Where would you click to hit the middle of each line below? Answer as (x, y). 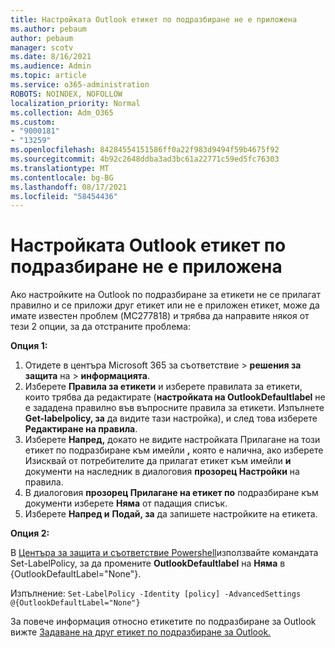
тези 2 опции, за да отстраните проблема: (100, 327)
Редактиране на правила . (81, 429)
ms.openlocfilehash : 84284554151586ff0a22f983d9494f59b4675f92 (145, 150)
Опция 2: (30, 533)
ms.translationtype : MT (60, 168)
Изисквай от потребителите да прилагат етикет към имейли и (158, 461)
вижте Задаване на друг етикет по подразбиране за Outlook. (141, 632)
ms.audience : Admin (51, 66)
